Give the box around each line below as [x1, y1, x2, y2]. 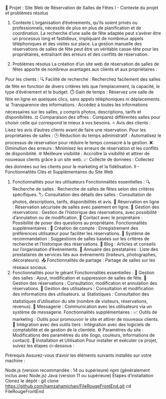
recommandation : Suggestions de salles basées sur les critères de [12, 236, 150, 241]
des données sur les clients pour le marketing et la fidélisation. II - [5, 164, 140, 169]
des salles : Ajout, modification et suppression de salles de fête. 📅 [12, 275, 147, 281]
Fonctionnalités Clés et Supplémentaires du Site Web [5, 169, 113, 175]
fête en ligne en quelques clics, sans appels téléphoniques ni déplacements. [5, 96, 161, 102]
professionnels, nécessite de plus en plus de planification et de [12, 25, 141, 31]
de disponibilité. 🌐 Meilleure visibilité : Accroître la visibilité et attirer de [5, 151, 150, 156]
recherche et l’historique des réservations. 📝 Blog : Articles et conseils [12, 241, 156, 247]
